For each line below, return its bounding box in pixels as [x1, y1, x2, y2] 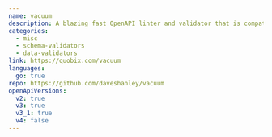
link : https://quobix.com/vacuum [8, 57, 121, 65]
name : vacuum [8, 11, 53, 20]
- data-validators [15, 49, 79, 57]
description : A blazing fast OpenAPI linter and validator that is [8, 19, 241, 27]
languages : [8, 64, 45, 73]
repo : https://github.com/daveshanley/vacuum [8, 79, 164, 87]
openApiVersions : [8, 86, 67, 95]
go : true [15, 72, 45, 80]
